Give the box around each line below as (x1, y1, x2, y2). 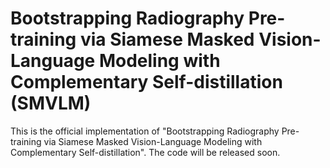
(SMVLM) (10, 92, 92, 115)
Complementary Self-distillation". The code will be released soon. (10, 146, 281, 158)
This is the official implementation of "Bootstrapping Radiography (10, 125, 280, 137)
